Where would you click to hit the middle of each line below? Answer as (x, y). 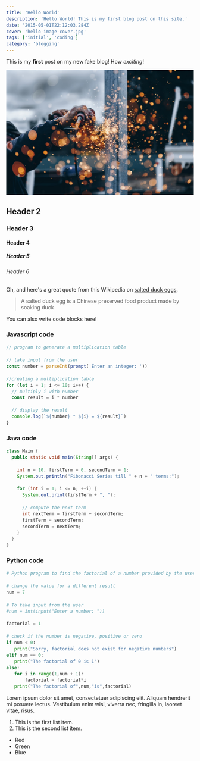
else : (13, 668)
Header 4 (18, 242)
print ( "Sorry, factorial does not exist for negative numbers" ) (96, 649)
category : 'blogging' (33, 44)
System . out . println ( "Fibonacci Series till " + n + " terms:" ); (98, 476)
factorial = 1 (24, 624)
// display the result (40, 411)
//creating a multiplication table (50, 379)
